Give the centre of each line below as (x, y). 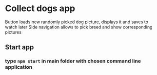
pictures (13, 32)
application (19, 67)
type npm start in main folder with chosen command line (73, 61)
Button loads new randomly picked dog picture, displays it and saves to (77, 22)
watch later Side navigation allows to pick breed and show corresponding (79, 27)
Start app (20, 47)
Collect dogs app (40, 8)
